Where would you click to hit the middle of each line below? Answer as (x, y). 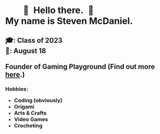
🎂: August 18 (26, 51)
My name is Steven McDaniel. (69, 21)
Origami (24, 107)
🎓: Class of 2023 (34, 40)
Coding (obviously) (38, 100)
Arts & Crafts (30, 113)
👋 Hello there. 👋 (58, 10)
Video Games (31, 119)
